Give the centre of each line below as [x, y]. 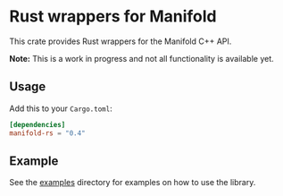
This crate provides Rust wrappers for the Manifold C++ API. [121, 41]
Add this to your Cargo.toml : [61, 108]
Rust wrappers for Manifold [113, 17]
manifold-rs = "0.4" [48, 133]
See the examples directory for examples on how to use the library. [133, 183]
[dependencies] [37, 124]
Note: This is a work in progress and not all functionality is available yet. [141, 58]
